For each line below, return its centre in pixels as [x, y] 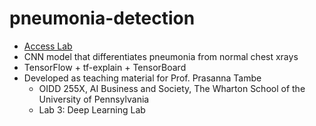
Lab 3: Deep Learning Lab [92, 109]
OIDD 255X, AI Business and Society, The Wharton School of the [172, 88]
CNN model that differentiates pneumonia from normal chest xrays [161, 56]
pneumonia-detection [102, 18]
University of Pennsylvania [94, 99]
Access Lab [48, 46]
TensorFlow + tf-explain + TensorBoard [105, 67]
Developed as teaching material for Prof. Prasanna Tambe [142, 78]
